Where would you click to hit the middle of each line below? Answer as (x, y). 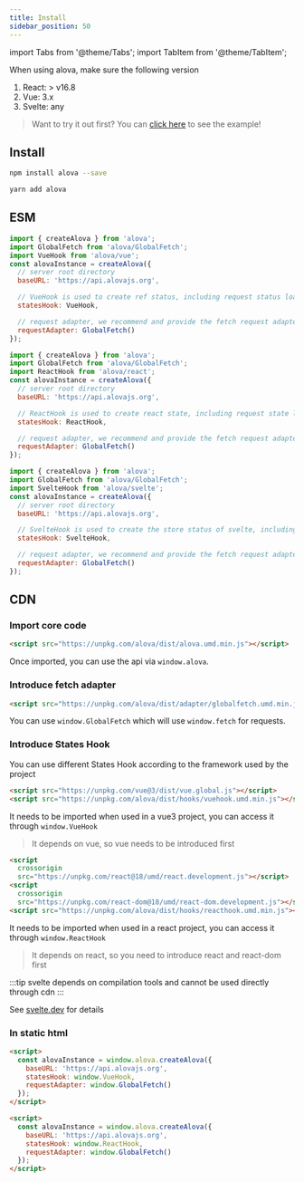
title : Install (38, 18)
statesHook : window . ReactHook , (85, 1144)
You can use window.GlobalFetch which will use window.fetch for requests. (148, 721)
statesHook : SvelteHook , (64, 538)
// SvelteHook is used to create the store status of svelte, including (157, 530)
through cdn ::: (37, 992)
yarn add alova (38, 190)
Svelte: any (43, 106)
